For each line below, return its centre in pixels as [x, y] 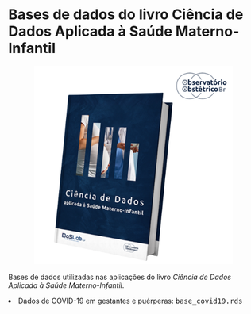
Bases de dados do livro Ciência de [126, 15]
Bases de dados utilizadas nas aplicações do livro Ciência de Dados [120, 277]
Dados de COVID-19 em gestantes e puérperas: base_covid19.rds [131, 301]
